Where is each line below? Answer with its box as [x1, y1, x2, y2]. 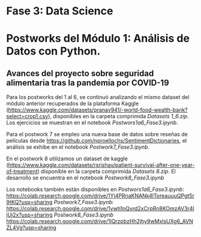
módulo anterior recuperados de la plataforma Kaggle [6, 100, 139, 107]
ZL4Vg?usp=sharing [6, 224, 57, 232]
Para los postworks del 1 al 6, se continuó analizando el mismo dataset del [6, 94, 190, 101]
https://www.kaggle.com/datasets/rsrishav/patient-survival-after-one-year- [8, 161, 195, 169]
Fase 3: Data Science [6, 4, 113, 18]
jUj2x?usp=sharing [6, 211, 53, 218]
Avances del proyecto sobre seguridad [6, 68, 154, 79]
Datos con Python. [6, 44, 101, 58]
